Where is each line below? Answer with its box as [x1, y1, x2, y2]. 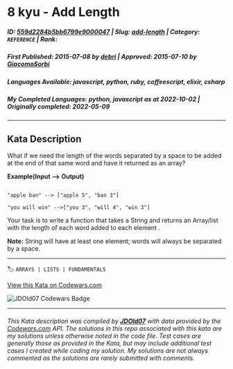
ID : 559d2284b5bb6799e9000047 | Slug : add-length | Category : [7, 27, 200, 35]
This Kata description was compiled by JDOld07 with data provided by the [7, 317, 221, 325]
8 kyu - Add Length [7, 4, 120, 20]
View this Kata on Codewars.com [7, 281, 103, 289]
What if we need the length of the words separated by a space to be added [7, 151, 222, 160]
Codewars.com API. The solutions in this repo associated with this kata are [7, 324, 223, 332]
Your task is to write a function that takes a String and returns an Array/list [7, 216, 218, 224]
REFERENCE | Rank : [7, 35, 58, 43]
